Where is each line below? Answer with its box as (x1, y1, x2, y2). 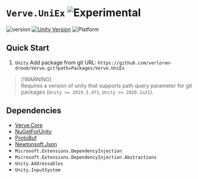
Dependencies (6, 106, 61, 116)
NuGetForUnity (14, 128, 52, 135)
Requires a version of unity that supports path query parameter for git (20, 82, 193, 89)
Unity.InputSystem (14, 167, 61, 173)
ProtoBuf (14, 134, 37, 141)
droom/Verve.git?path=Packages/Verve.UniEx (14, 65, 125, 71)
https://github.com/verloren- (97, 60, 173, 66)
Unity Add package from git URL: (14, 58, 97, 66)
